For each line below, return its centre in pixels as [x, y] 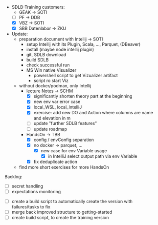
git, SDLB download [46, 55]
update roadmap [50, 129]
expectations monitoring [36, 191]
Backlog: [13, 176]
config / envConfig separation [64, 140]
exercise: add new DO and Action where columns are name [93, 113]
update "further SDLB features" [65, 123]
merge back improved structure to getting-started [62, 212]
